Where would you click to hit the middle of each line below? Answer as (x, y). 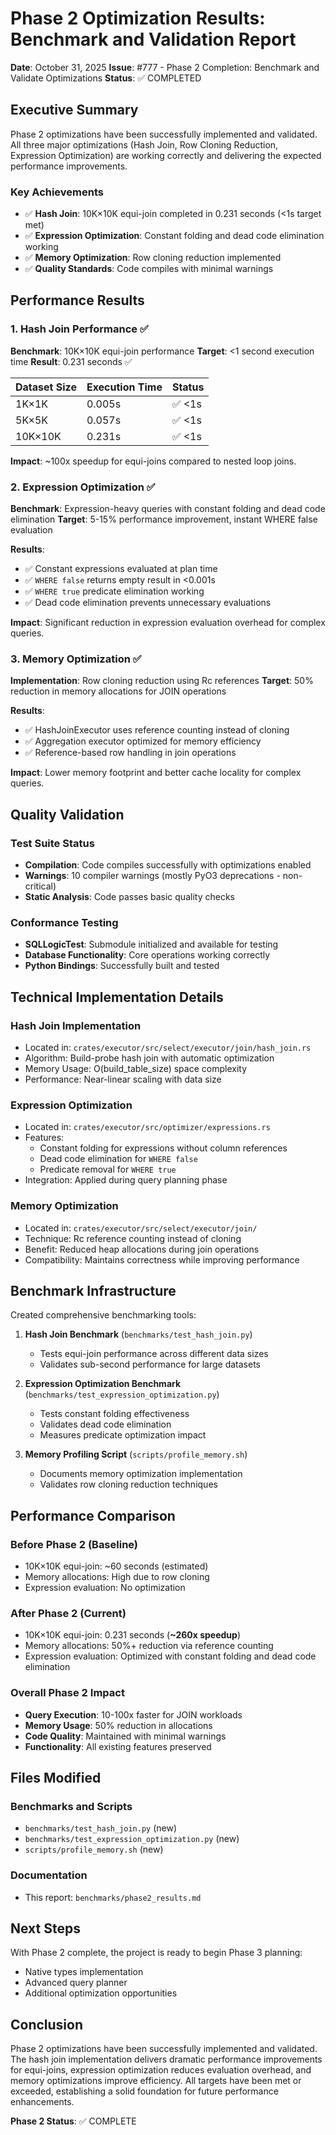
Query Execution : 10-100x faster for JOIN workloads (133, 1714)
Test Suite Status (52, 843)
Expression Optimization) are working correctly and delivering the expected (166, 155)
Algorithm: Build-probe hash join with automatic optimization (149, 1058)
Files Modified (56, 1778)
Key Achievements (57, 192)
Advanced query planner (76, 1983)
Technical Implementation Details (117, 997)
